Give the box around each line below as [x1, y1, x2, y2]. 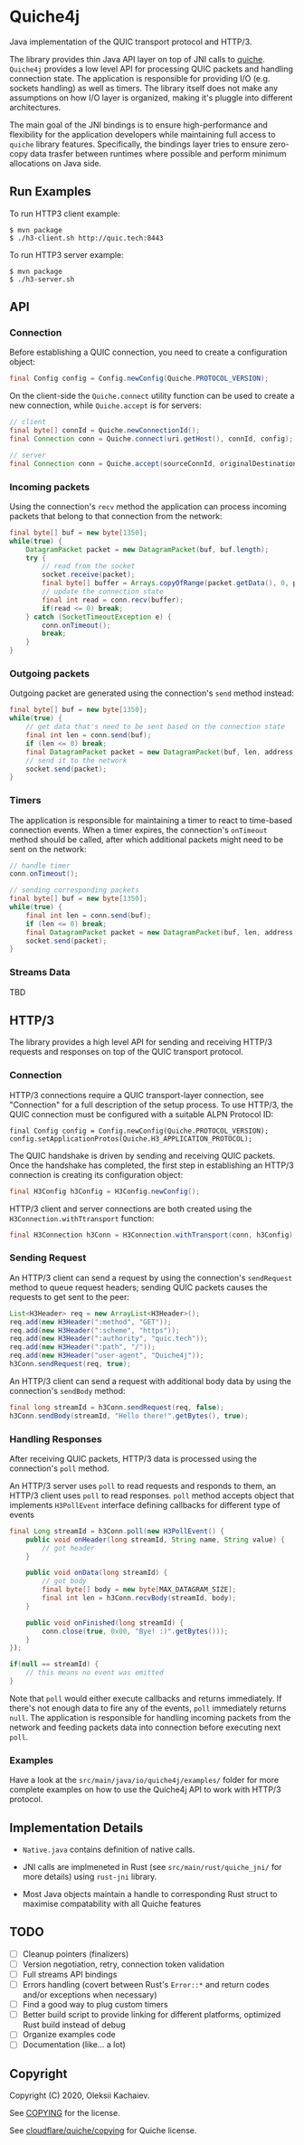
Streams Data [9, 966, 71, 979]
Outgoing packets [9, 668, 90, 680]
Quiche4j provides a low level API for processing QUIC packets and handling [9, 63, 294, 74]
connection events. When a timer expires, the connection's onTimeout [9, 824, 268, 835]
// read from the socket [42, 562, 136, 571]
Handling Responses [9, 1432, 102, 1445]
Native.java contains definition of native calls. [22, 1844, 195, 1856]
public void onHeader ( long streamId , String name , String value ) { [25, 1535, 285, 1544]
